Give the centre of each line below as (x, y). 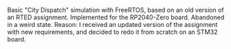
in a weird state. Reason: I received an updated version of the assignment (112, 24)
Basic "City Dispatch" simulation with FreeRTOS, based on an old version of (116, 10)
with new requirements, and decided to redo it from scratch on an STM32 (112, 32)
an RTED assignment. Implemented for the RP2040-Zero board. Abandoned (116, 17)
